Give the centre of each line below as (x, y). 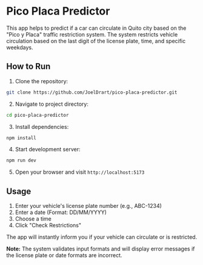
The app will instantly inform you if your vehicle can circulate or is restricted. (102, 237)
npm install (21, 138)
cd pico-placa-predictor (38, 115)
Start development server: (48, 150)
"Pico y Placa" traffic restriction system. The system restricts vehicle (92, 34)
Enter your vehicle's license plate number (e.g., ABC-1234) (88, 206)
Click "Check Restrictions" (48, 225)
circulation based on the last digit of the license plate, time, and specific (96, 41)
